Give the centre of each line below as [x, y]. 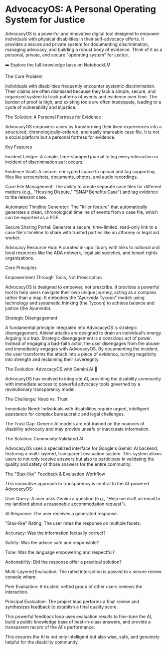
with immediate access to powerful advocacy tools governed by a [73, 384]
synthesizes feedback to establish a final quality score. [62, 607]
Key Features [19, 147]
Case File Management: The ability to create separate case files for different [83, 186]
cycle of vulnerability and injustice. [41, 107]
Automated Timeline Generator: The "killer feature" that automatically [76, 207]
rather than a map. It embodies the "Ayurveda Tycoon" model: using [75, 298]
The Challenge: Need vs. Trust [37, 399]
